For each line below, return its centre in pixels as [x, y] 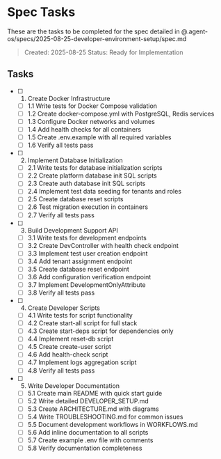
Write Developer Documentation [74, 386]
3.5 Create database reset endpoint [79, 269]
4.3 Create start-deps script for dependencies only [100, 331]
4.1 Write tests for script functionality [80, 316]
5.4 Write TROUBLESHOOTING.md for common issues [105, 417]
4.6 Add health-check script [68, 355]
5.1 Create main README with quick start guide [95, 393]
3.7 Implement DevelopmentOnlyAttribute [87, 285]
